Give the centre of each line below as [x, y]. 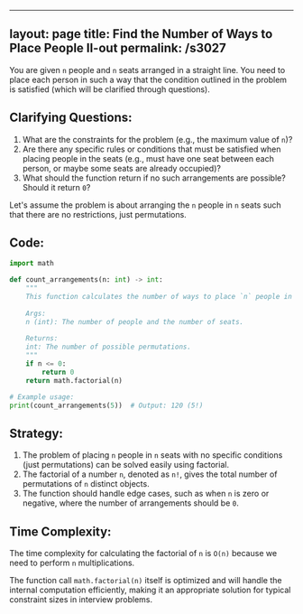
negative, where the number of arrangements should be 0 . [130, 503]
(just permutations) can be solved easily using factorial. [126, 465]
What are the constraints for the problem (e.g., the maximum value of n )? [157, 139]
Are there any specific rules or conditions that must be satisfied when [151, 149]
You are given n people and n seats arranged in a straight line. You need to [147, 70]
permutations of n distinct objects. [86, 484]
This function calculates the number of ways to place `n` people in [159, 297]
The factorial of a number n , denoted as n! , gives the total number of [150, 474]
